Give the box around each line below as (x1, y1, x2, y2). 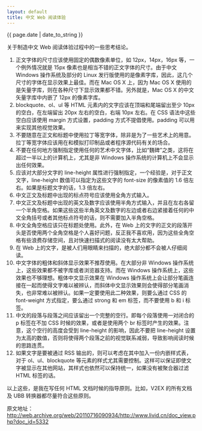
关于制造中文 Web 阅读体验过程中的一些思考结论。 (7, 43, 131, 50)
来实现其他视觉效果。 (15, 124, 68, 131)
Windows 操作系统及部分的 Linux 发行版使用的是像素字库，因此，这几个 (15, 71, 194, 78)
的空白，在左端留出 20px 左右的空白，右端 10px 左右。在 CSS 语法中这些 (15, 109, 196, 116)
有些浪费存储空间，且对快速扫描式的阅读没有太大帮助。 (20, 236, 158, 243)
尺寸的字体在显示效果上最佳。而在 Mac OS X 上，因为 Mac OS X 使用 (15, 79, 186, 86)
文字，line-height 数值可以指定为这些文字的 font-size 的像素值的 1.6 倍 (15, 176, 189, 183)
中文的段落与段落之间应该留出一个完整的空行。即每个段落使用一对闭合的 (15, 311, 194, 319)
